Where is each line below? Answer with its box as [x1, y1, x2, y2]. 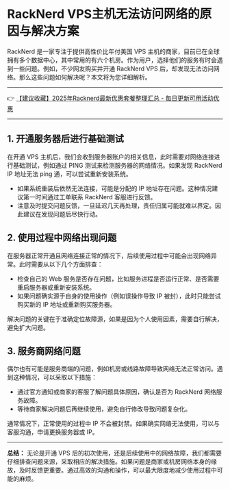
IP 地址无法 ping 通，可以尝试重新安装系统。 [7, 169, 132, 178]
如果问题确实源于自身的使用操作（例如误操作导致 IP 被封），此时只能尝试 [16, 292, 221, 300]
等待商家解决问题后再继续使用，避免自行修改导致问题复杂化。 [16, 405, 192, 413]
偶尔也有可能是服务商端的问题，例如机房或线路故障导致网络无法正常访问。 [7, 364, 217, 373]
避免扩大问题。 [7, 323, 49, 331]
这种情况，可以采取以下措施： [12, 373, 97, 381]
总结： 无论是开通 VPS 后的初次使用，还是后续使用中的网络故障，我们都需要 [7, 449, 222, 457]
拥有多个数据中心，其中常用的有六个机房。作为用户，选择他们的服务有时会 [7, 55, 217, 64]
